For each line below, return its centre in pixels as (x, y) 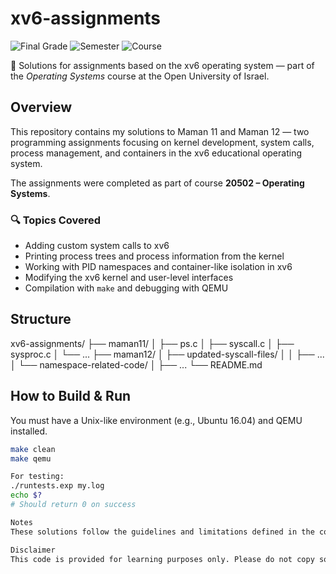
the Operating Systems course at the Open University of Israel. (140, 76)
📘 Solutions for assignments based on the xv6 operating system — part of (162, 65)
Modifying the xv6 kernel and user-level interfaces (129, 278)
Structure (41, 319)
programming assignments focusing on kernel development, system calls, (162, 142)
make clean (33, 449)
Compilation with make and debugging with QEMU (126, 288)
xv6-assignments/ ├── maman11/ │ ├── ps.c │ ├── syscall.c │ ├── (152, 343)
